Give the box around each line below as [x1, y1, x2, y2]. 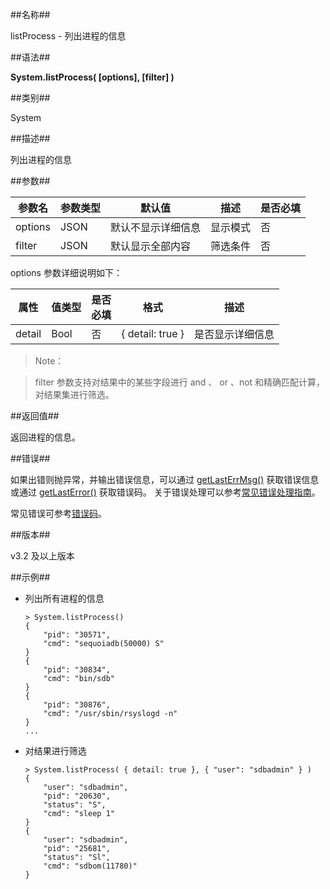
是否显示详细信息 [194, 328, 275, 341]
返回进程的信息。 [10, 431, 81, 443]
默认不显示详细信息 [110, 221, 202, 234]
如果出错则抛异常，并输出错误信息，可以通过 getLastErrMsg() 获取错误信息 [10, 474, 320, 485]
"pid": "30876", [43, 700, 111, 710]
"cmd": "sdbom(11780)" [43, 861, 138, 871]
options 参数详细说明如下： [10, 267, 123, 278]
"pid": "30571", [43, 630, 111, 640]
